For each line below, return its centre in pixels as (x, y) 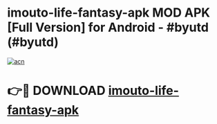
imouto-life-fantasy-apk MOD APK (109, 13)
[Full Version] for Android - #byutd (108, 27)
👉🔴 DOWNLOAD (56, 91)
